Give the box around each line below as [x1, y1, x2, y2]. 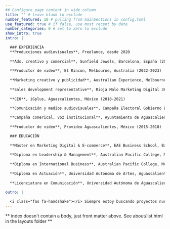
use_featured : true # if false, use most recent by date [5, 21, 128, 27]
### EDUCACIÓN [10, 133, 39, 139]
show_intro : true [5, 31, 42, 36]
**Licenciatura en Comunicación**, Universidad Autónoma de [10, 180, 139, 186]
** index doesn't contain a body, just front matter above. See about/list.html [5, 213, 163, 219]
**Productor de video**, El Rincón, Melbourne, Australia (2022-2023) [10, 68, 162, 73]
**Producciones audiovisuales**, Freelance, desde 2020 [10, 49, 130, 55]
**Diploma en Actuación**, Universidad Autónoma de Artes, [10, 171, 137, 176]
